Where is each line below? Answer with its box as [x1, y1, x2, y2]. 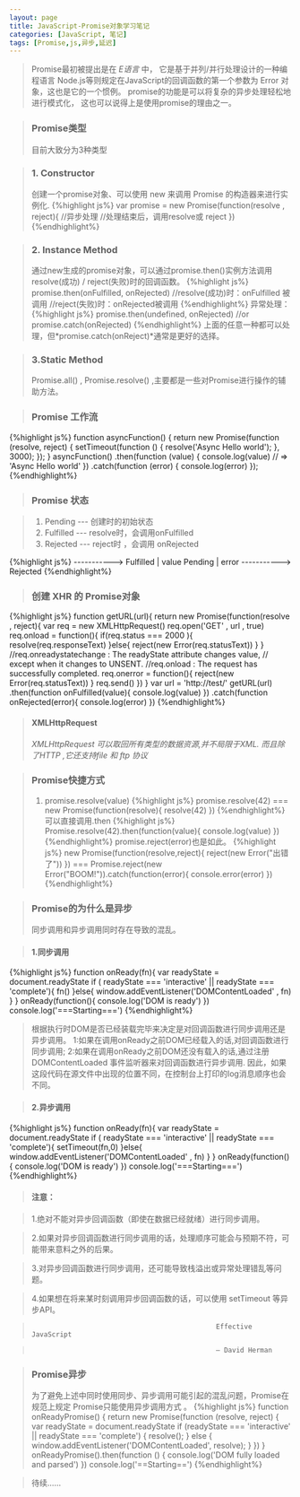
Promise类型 [30, 122, 87, 135]
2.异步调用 [30, 1101, 72, 1112]
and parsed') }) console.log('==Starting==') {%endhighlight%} [30, 1459, 262, 1470]
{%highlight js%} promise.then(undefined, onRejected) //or [30, 309, 250, 319]
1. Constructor [30, 167, 96, 179]
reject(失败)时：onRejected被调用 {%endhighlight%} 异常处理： [55, 299, 290, 309]
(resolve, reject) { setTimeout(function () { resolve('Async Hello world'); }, [9, 441, 280, 452]
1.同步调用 [30, 946, 70, 957]
